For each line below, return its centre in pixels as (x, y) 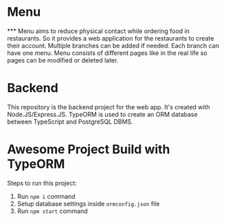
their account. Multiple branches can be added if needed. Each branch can (113, 45)
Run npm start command (52, 211)
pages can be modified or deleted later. (63, 60)
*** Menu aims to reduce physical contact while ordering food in (99, 31)
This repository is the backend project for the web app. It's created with (109, 107)
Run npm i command (46, 196)
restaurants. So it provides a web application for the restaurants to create (111, 38)
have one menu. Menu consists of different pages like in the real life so (107, 53)
